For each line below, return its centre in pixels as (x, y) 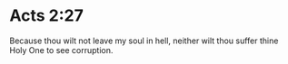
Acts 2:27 (47, 16)
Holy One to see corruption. (61, 50)
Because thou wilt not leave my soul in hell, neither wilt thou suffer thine (144, 41)
